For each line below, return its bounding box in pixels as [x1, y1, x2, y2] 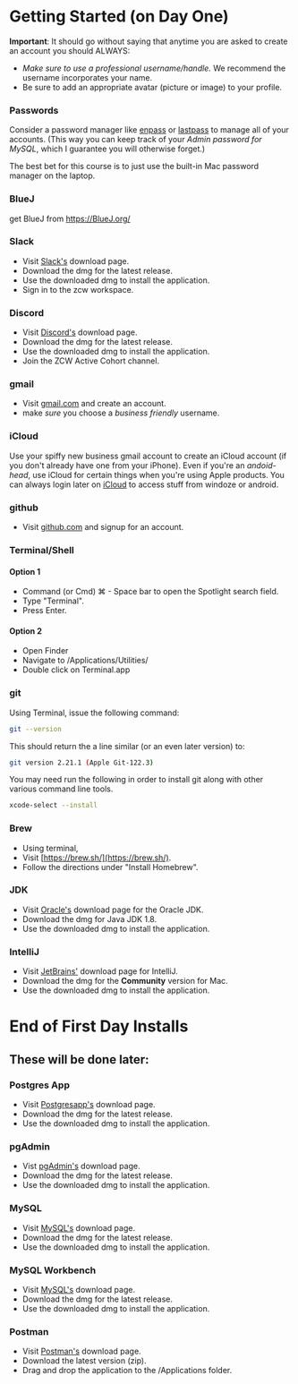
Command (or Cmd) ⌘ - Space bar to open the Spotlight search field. [21, 586, 279, 597]
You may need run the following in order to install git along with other [9, 774, 264, 785]
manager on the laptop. [9, 170, 96, 181]
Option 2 [9, 625, 42, 636]
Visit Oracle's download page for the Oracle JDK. [21, 904, 204, 915]
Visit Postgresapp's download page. [21, 1099, 156, 1110]
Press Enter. [21, 605, 67, 616]
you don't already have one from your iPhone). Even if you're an [9, 459, 245, 471]
